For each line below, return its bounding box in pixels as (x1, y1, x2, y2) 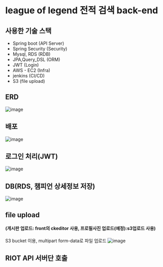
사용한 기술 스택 (5, 26, 52, 35)
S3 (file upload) (12, 78, 45, 84)
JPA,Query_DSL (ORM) (12, 56, 60, 63)
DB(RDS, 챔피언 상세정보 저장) (5, 182, 95, 191)
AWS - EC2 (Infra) (12, 67, 51, 73)
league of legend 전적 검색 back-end (5, 5, 158, 16)
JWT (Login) (12, 62, 39, 68)
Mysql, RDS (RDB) (12, 51, 51, 57)
